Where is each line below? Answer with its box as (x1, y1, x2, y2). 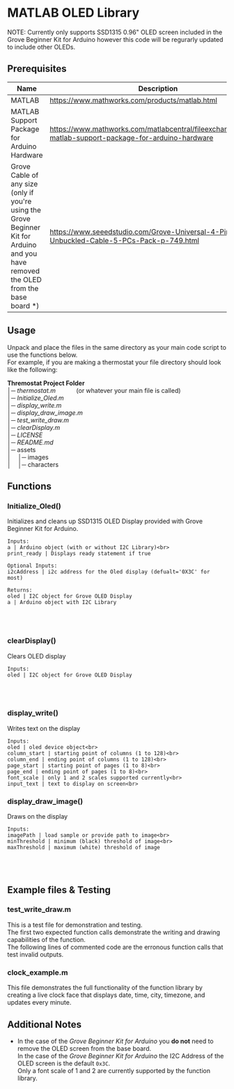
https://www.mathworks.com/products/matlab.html (49, 95, 218, 105)
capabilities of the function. (7, 935, 86, 943)
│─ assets (7, 445, 36, 454)
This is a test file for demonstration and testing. (7, 920, 143, 929)
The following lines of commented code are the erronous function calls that (7, 943, 224, 951)
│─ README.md (7, 438, 54, 447)
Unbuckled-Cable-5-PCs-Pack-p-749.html (49, 235, 200, 245)
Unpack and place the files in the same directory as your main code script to (7, 343, 226, 351)
